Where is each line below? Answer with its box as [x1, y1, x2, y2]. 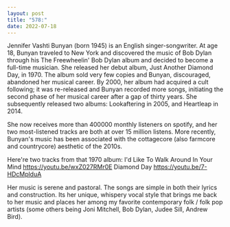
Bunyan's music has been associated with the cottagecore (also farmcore [7, 135, 216, 143]
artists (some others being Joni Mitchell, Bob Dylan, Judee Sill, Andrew [7, 205, 208, 213]
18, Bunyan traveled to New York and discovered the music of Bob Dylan [7, 49, 212, 57]
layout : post [7, 10, 45, 17]
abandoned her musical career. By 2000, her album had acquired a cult [7, 78, 209, 86]
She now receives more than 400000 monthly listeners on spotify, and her [7, 121, 218, 129]
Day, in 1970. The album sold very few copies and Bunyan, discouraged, [7, 71, 211, 79]
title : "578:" [7, 16, 48, 23]
